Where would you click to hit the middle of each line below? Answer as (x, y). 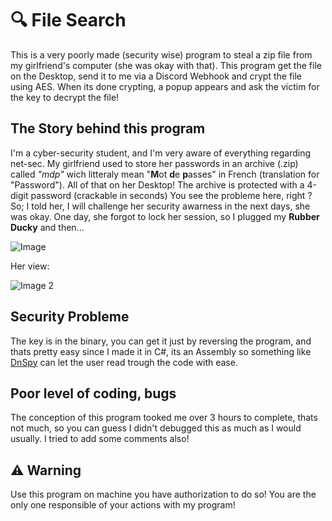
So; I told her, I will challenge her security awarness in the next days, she (160, 206)
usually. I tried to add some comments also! (100, 439)
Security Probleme (70, 317)
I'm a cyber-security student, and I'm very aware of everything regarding (161, 153)
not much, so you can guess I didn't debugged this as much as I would (156, 428)
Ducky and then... (47, 227)
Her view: (30, 266)
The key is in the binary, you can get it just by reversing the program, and (161, 341)
